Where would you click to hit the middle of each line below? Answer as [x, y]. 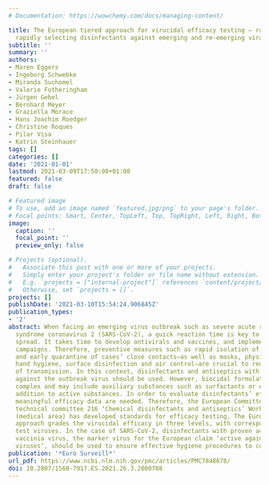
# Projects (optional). [48, 260]
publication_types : [41, 312]
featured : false [35, 179]
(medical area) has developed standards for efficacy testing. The [130, 416]
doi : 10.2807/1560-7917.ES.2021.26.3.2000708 [85, 468]
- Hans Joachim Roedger [48, 120]
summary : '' [28, 53]
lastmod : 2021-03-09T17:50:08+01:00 [69, 172]
